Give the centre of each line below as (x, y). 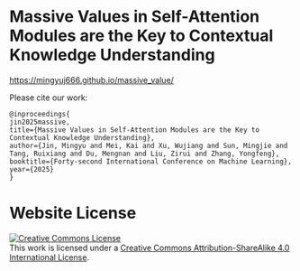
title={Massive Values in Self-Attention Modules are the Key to (134, 130)
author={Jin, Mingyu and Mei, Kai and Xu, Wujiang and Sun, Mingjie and (149, 145)
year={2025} (32, 169)
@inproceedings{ (40, 114)
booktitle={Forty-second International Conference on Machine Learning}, (151, 161)
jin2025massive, (40, 122)
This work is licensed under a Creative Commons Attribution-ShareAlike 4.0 (150, 248)
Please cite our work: (49, 98)
